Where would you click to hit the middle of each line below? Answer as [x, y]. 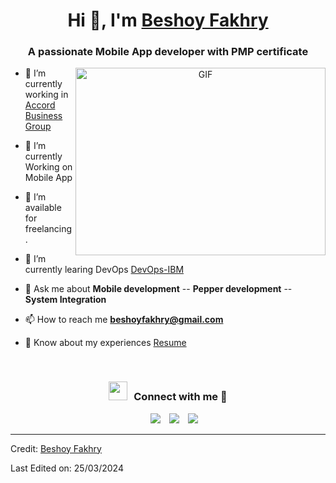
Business [43, 116]
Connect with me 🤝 [180, 397]
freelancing [48, 229]
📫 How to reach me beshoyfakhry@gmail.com [124, 320]
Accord [40, 105]
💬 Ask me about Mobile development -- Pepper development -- [158, 289]
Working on [48, 167]
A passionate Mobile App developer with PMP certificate [168, 52]
